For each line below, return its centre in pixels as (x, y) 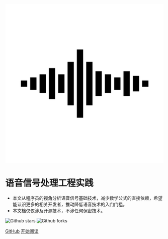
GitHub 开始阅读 (22, 231)
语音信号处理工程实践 (50, 183)
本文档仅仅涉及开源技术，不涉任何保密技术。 (59, 210)
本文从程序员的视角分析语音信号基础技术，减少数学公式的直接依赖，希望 (87, 198)
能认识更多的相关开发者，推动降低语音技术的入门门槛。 (70, 204)
